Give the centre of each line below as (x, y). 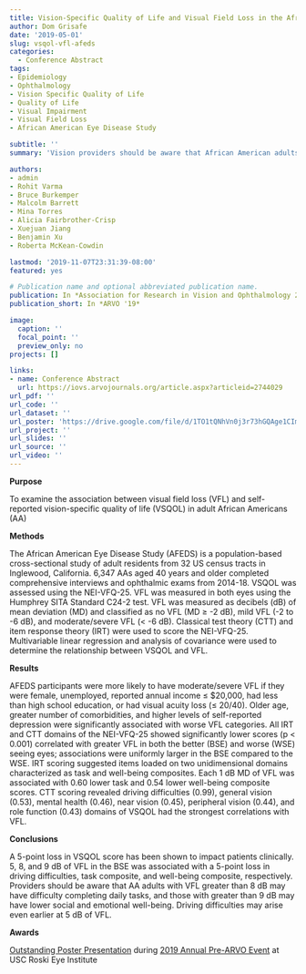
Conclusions (34, 838)
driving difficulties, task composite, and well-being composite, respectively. (151, 876)
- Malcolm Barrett (44, 203)
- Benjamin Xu (36, 237)
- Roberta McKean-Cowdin (56, 246)
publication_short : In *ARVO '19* (75, 304)
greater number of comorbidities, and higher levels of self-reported (136, 714)
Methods (27, 536)
